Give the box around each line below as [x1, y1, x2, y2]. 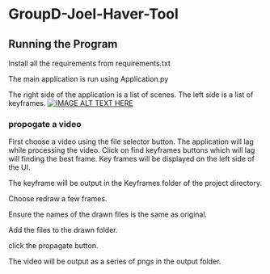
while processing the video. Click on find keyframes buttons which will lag [8, 145, 255, 155]
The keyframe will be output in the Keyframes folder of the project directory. [8, 179, 263, 188]
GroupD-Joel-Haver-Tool [8, 5, 179, 23]
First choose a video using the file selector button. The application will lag [8, 137, 255, 146]
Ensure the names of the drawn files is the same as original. [8, 209, 208, 219]
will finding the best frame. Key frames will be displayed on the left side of [8, 154, 255, 164]
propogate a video [8, 118, 82, 129]
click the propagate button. [8, 241, 99, 251]
